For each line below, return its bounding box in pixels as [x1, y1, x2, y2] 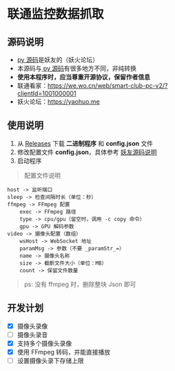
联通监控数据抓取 [7, 6, 105, 22]
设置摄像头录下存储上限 [17, 356, 84, 365]
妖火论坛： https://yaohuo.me [17, 97, 100, 106]
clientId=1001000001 [17, 89, 77, 97]
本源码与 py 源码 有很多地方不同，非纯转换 [17, 64, 136, 73]
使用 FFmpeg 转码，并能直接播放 [17, 348, 111, 356]
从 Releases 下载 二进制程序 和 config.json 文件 [17, 139, 154, 147]
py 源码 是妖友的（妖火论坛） [17, 56, 99, 64]
